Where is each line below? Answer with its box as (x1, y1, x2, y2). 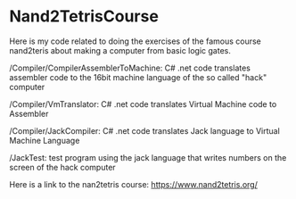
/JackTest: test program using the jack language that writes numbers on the (9, 152, 287, 162)
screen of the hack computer (9, 162, 116, 172)
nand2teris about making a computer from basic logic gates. (9, 45, 232, 55)
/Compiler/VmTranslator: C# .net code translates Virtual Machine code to (9, 98, 277, 109)
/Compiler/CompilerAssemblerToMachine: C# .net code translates (9, 62, 251, 73)
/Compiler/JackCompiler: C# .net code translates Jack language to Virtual (9, 125, 281, 136)
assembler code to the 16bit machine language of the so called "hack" (9, 71, 267, 82)
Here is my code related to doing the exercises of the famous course (9, 36, 261, 46)
